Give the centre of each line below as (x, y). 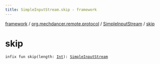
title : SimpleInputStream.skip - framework (51, 10)
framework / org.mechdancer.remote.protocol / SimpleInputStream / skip (80, 24)
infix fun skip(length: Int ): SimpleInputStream (57, 57)
